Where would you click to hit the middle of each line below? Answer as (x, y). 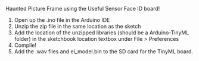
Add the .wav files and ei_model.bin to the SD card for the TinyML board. (104, 52)
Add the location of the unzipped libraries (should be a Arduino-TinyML (102, 33)
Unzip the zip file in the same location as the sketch (77, 26)
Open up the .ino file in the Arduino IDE (62, 20)
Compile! (25, 45)
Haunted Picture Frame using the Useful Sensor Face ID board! (83, 9)
